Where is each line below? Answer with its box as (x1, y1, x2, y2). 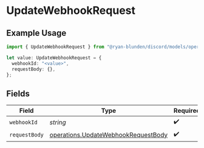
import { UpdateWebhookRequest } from (6, 44, 104, 50)
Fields (6, 89, 30, 99)
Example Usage (6, 28, 67, 38)
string (49, 118, 67, 126)
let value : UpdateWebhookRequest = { (6, 55, 102, 61)
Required (173, 107, 200, 115)
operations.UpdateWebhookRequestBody (49, 130, 168, 139)
